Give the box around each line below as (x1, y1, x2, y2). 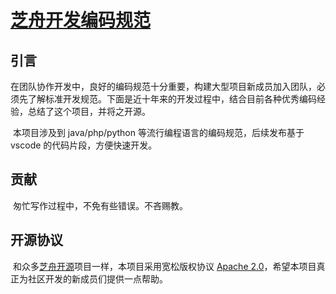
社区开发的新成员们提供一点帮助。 (27, 272, 168, 285)
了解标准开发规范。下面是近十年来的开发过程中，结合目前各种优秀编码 (27, 93, 317, 105)
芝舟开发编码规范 (10, 9, 152, 32)
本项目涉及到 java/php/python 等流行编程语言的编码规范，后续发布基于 (12, 127, 305, 138)
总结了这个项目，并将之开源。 (27, 106, 151, 117)
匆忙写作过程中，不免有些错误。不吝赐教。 (12, 199, 188, 211)
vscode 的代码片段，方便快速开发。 (10, 139, 158, 151)
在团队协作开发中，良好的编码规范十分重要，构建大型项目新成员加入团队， (10, 81, 317, 92)
